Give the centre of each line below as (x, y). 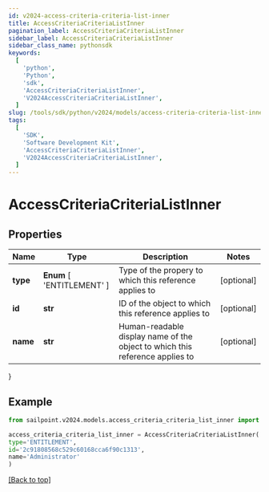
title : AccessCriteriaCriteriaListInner (77, 23)
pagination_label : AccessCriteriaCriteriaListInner (96, 30)
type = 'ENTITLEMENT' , (43, 442)
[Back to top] (30, 480)
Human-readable (151, 327)
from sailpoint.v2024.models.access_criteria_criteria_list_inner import (134, 420)
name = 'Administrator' (44, 457)
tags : (17, 120)
